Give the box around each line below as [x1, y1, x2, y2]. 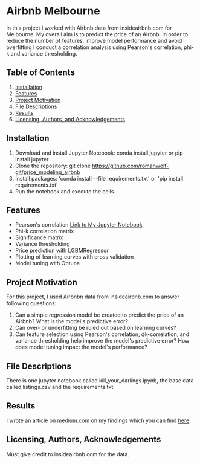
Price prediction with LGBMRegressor [15, 246, 109, 254]
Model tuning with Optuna [15, 260, 80, 267]
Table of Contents [6, 68, 76, 78]
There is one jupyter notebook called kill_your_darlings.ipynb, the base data [6, 377, 195, 384]
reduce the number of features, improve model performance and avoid [6, 37, 182, 44]
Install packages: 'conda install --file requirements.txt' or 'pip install [15, 175, 183, 182]
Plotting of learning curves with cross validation [15, 253, 134, 260]
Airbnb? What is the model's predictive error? [15, 318, 129, 325]
